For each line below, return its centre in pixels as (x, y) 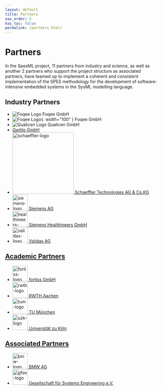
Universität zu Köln (48, 328)
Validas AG (40, 241)
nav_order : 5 (18, 19)
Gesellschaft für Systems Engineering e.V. (71, 383)
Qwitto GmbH (26, 130)
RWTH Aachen (44, 296)
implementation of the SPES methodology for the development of (71, 82)
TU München (42, 312)
